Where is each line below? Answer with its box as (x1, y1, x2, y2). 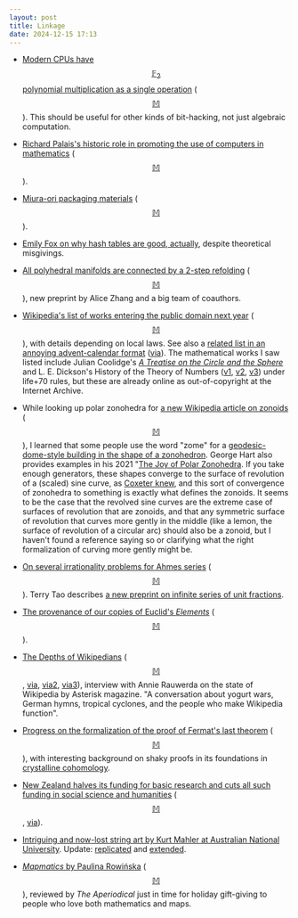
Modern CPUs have (21, 54, 94, 65)
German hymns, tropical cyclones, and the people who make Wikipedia (21, 699, 283, 709)
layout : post (9, 12, 58, 22)
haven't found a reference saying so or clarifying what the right (21, 535, 254, 545)
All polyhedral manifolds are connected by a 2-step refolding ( (21, 265, 251, 276)
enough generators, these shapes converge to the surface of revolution (21, 469, 285, 479)
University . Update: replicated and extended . (21, 844, 187, 855)
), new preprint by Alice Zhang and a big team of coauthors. (21, 293, 242, 304)
